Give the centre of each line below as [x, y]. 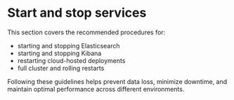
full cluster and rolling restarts [61, 68]
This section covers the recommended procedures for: [86, 32]
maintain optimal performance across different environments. [96, 89]
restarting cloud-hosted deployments [71, 60]
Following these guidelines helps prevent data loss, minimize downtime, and [117, 81]
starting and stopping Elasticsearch [69, 45]
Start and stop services [77, 13]
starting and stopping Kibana [59, 53]
